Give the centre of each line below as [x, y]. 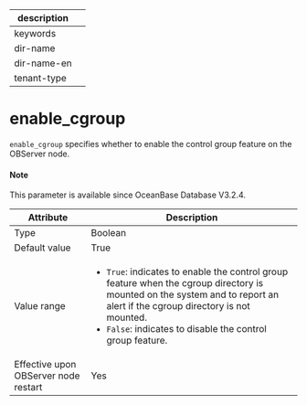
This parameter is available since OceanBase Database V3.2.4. [128, 195]
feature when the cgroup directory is [185, 283]
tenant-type [40, 78]
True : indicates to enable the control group [197, 272]
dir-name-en [43, 63]
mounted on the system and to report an [193, 294]
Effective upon [45, 365]
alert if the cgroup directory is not [178, 306]
